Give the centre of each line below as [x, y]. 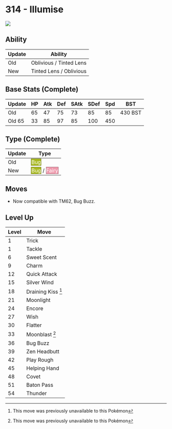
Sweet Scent [42, 257]
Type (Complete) [33, 139]
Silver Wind [40, 282]
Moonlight [38, 300]
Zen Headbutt [43, 351]
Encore [35, 309]
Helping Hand [43, 368]
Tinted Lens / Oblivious [59, 71]
